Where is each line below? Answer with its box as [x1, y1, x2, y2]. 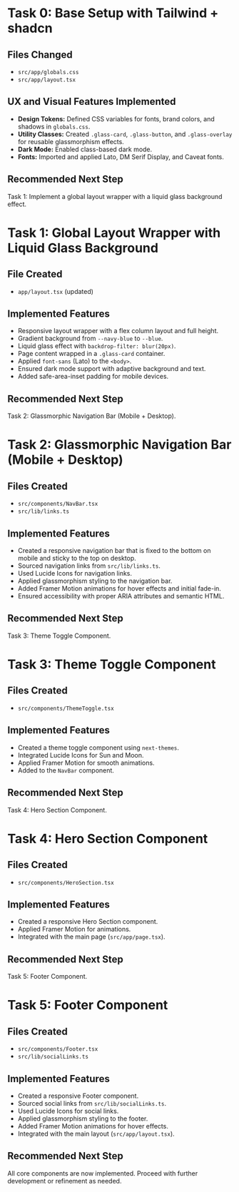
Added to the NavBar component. [17, 765, 114, 775]
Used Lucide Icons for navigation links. [17, 569, 133, 578]
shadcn [7, 20, 53, 36]
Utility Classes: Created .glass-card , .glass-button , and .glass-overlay [17, 130, 233, 138]
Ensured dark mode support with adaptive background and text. [17, 365, 206, 373]
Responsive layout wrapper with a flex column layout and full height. [17, 327, 219, 335]
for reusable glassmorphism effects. [17, 137, 125, 146]
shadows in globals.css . [17, 122, 91, 131]
